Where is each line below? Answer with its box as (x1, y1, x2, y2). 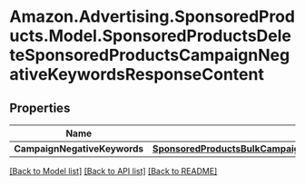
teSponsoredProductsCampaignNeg (9, 45, 290, 65)
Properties (9, 100, 71, 115)
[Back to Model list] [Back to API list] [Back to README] (9, 166, 218, 176)
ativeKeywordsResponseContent (9, 64, 265, 85)
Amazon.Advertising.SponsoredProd (9, 6, 296, 27)
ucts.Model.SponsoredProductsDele (9, 25, 292, 46)
